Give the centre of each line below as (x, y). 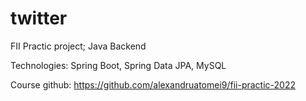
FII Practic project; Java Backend (78, 46)
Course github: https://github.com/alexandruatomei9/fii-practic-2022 (153, 84)
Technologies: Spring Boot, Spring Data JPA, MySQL (118, 65)
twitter (39, 18)
